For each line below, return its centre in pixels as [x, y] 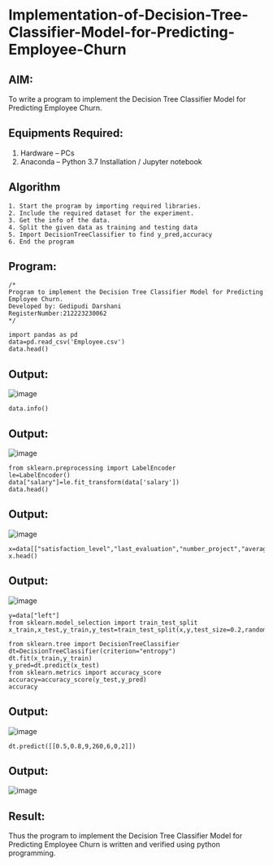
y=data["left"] [34, 615]
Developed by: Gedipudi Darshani [65, 307]
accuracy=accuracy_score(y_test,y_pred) [78, 680]
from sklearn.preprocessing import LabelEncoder [92, 468]
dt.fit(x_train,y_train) [50, 658]
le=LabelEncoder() [39, 475]
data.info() [28, 409]
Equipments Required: [66, 133]
